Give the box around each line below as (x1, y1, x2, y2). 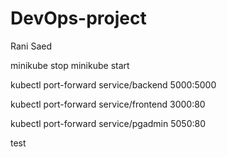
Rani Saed (10, 40, 52, 52)
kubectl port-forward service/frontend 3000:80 (10, 98, 206, 110)
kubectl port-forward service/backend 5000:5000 (10, 78, 217, 91)
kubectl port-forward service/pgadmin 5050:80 (10, 117, 206, 129)
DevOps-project (10, 7, 147, 30)
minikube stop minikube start (10, 59, 130, 71)
